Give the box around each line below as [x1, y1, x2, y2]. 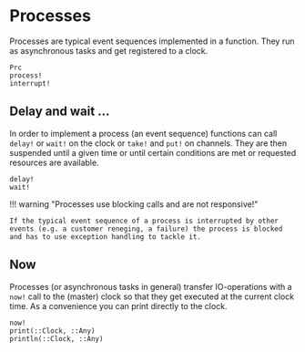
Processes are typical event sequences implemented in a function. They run [9, 36, 295, 47]
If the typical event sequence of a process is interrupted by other [9, 216, 280, 225]
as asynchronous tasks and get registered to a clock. [9, 45, 208, 56]
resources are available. [9, 157, 99, 168]
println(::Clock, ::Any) [9, 334, 104, 343]
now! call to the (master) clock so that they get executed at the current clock [9, 291, 295, 302]
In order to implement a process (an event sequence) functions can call [9, 128, 278, 139]
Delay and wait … [9, 104, 110, 119]
